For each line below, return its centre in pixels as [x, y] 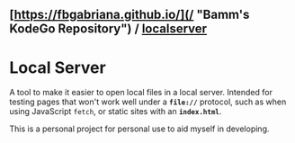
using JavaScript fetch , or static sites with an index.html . [116, 112]
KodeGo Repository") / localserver [108, 29]
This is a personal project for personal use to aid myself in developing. [139, 129]
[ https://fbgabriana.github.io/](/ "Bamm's [130, 15]
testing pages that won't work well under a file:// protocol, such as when [148, 102]
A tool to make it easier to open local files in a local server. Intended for [141, 93]
